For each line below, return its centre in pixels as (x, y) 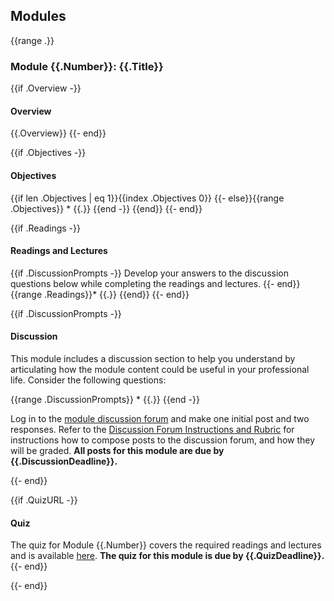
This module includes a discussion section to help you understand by (153, 358)
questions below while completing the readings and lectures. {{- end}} (155, 283)
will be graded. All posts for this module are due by (117, 450)
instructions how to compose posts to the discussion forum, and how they (163, 440)
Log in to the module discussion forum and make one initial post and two (160, 418)
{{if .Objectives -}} (48, 153)
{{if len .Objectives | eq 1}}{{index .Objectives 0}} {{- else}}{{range (147, 198)
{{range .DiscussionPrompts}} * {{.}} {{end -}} (105, 399)
